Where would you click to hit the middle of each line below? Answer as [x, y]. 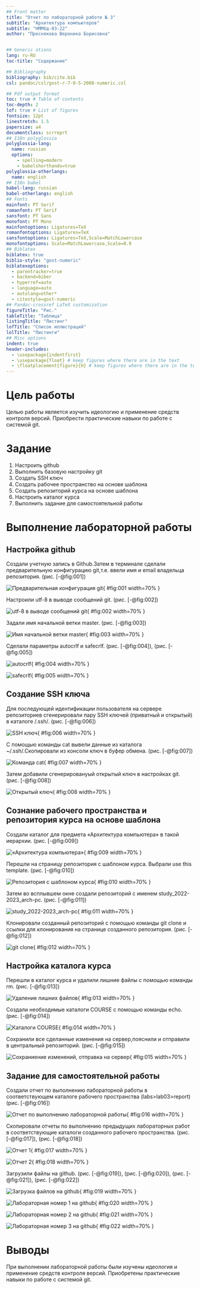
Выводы [28, 1250]
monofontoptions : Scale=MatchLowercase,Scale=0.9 [69, 244]
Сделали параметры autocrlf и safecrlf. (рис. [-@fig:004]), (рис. [87, 646]
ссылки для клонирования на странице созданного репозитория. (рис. [96, 929]
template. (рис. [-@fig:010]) [40, 870]
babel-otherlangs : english [40, 194]
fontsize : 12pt [25, 116]
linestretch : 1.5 [28, 121]
